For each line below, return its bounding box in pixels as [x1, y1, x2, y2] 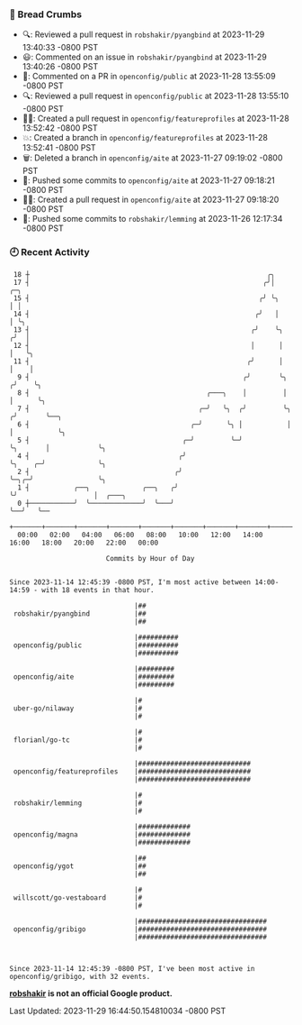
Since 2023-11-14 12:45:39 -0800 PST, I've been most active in [9, 964, 255, 973]
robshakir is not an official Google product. [9, 987, 173, 999]
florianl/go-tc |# [13, 735, 143, 745]
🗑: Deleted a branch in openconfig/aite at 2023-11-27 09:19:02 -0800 [22, 152, 283, 163]
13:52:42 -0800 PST [22, 123, 98, 133]
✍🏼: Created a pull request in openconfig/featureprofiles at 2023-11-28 [22, 113, 289, 124]
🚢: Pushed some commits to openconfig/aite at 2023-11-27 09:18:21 [22, 175, 276, 186]
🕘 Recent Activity [9, 246, 90, 259]
